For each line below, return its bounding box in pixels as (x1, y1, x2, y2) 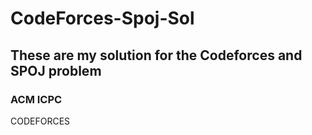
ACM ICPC (10, 92, 63, 106)
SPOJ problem (10, 62, 102, 79)
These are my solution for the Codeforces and (10, 47, 303, 64)
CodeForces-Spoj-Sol (10, 7, 195, 30)
